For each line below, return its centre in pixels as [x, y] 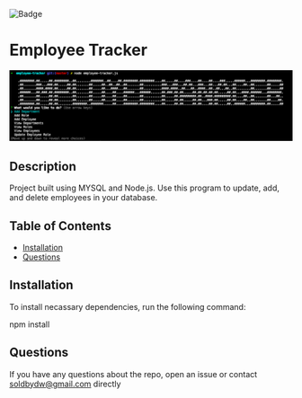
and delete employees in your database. [84, 198]
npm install [30, 324]
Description [43, 166]
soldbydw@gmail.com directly [65, 384]
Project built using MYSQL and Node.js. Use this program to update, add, [145, 188]
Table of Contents [61, 226]
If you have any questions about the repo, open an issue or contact [133, 374]
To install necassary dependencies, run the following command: [128, 306]
